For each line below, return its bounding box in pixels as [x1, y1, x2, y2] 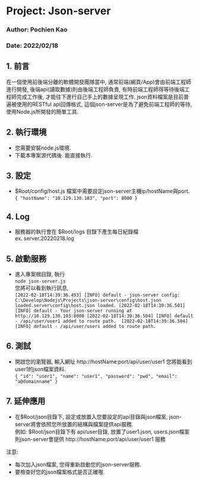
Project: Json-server [6, 4, 111, 18]
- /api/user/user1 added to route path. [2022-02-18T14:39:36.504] [14, 318, 188, 324]
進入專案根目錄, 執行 [14, 271, 65, 278]
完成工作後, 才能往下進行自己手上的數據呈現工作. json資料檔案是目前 [16, 93, 184, 100]
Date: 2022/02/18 [6, 42, 58, 50]
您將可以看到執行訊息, [14, 284, 69, 291]
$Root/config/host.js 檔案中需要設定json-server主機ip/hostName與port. [14, 188, 190, 195]
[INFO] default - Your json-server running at [14, 308, 132, 314]
